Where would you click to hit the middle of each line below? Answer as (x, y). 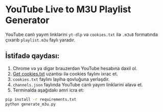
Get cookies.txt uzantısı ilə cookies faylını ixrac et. (65, 74)
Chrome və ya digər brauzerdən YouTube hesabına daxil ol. (75, 68)
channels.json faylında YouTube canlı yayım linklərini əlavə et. (78, 84)
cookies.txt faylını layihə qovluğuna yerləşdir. (61, 79)
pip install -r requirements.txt (41, 99)
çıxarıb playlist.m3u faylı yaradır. (40, 40)
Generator (27, 20)
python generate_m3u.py (31, 104)
